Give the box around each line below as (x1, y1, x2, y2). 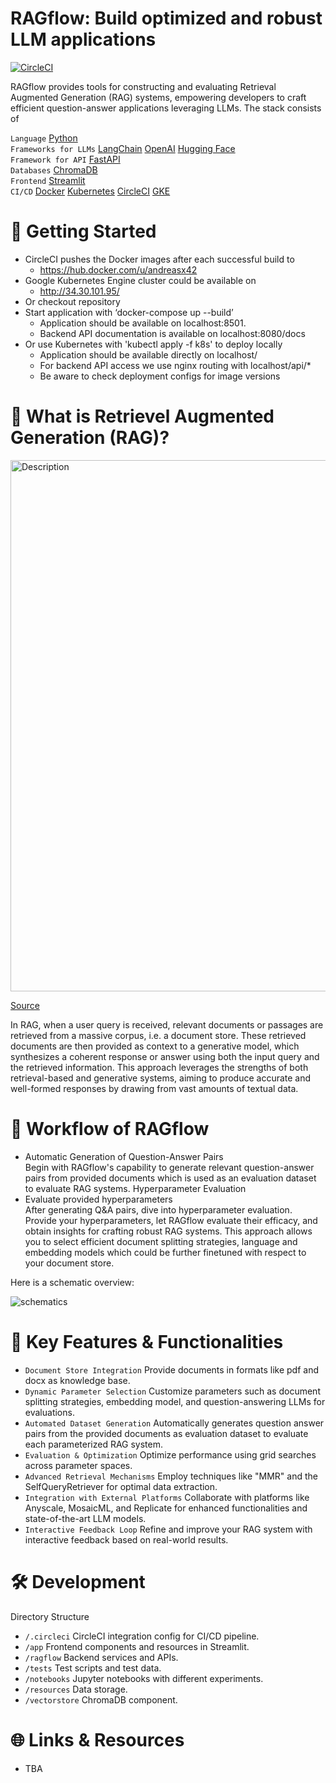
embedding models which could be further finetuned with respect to (24, 1246, 307, 1258)
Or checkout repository (24, 295, 121, 307)
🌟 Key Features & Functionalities (10, 1330, 284, 1353)
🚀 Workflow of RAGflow (10, 1118, 210, 1140)
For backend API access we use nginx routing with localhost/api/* (39, 359, 312, 371)
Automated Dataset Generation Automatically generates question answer (24, 1417, 325, 1429)
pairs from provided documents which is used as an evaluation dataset (24, 1172, 317, 1184)
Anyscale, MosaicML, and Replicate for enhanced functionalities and (24, 1502, 308, 1514)
